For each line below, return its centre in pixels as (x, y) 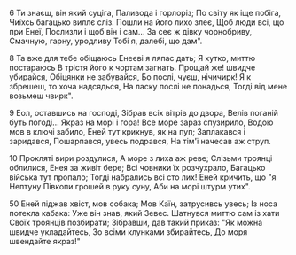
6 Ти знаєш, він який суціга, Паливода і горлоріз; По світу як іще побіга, (145, 13)
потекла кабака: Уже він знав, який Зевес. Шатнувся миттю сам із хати (144, 213)
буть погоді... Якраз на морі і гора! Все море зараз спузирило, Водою (141, 122)
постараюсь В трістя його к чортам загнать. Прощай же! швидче (132, 67)
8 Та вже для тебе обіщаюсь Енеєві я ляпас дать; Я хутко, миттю (132, 58)
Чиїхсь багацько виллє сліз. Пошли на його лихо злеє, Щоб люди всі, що (147, 22)
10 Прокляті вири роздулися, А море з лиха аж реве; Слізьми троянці (141, 158)
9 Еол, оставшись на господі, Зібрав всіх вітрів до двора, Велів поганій (144, 113)
